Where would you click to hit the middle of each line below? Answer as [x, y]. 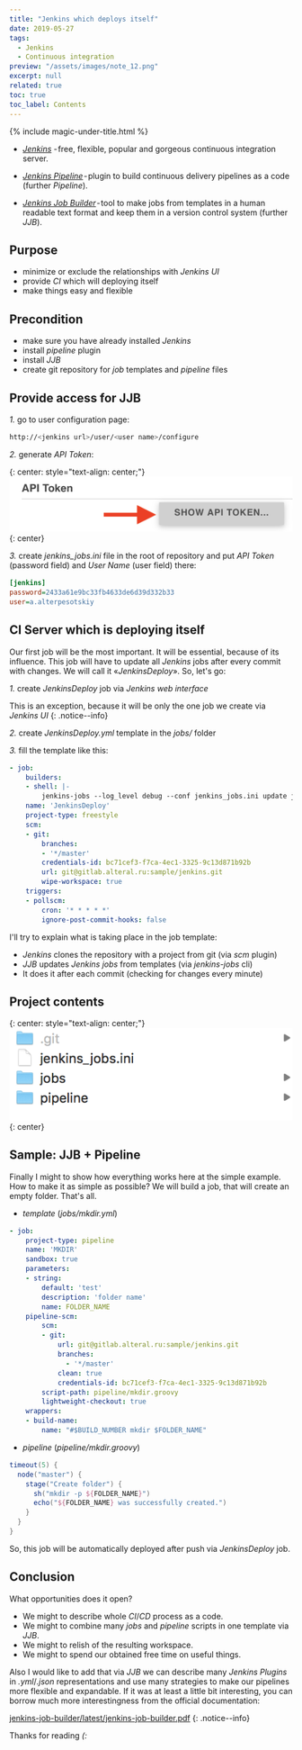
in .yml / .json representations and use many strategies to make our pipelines [150, 1681]
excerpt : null [36, 77]
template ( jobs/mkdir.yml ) [70, 1213]
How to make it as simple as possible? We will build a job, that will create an [149, 1186]
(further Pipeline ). [55, 185]
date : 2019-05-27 [42, 28]
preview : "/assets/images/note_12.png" [84, 67]
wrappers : [44, 1412]
